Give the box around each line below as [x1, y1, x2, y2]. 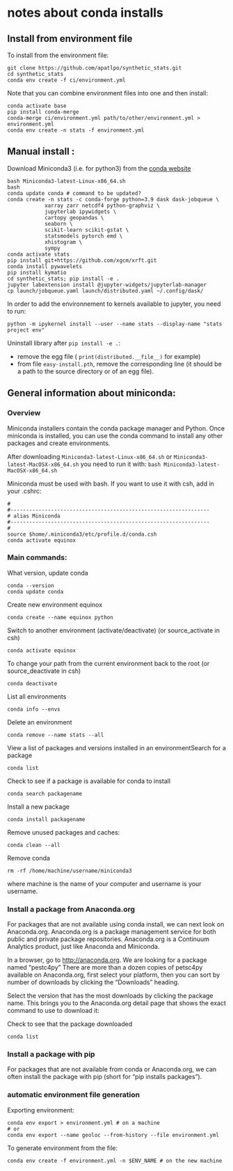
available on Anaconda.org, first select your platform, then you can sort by [7, 970, 220, 979]
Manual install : [7, 146, 75, 157]
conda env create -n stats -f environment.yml [7, 127, 145, 134]
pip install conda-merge [7, 109, 79, 116]
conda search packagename [7, 790, 82, 797]
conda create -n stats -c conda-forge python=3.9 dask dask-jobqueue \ [7, 196, 219, 203]
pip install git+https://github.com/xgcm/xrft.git [7, 256, 157, 264]
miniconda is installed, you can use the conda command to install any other [7, 431, 223, 440]
